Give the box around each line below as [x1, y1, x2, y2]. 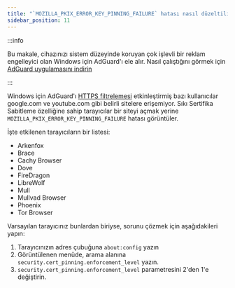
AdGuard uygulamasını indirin [7, 64, 92, 73]
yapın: [7, 229, 25, 238]
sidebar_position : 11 [7, 17, 71, 24]
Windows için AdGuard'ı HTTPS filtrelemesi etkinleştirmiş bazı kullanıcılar [7, 92, 219, 100]
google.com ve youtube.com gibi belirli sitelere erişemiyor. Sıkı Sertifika [7, 99, 213, 107]
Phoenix [17, 200, 41, 209]
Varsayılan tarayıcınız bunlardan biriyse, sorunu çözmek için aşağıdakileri [7, 221, 218, 230]
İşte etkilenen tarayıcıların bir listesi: [7, 128, 111, 136]
